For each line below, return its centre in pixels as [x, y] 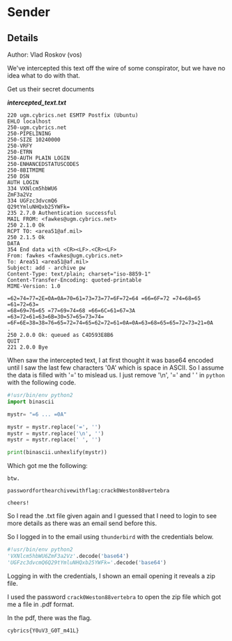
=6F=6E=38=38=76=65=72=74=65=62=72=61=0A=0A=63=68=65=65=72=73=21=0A [110, 323]
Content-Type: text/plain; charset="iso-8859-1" [79, 274]
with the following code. [42, 382]
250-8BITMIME [26, 170]
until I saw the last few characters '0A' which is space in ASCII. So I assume [116, 368]
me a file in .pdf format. [41, 604]
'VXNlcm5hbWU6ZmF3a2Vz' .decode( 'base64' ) [68, 556]
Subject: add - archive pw [46, 268]
